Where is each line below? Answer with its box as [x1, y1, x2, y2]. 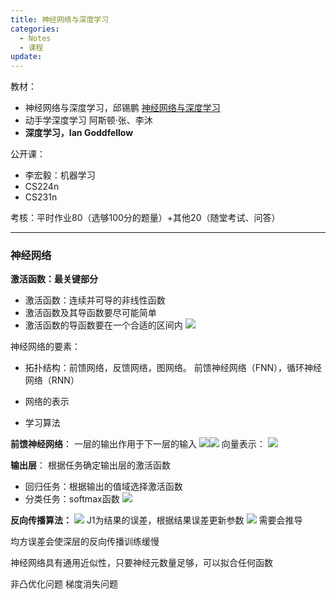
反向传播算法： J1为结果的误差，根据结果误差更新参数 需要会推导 [10, 514, 303, 526]
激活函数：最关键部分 [10, 273, 98, 285]
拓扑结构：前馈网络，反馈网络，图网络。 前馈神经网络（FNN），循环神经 [24, 362, 323, 374]
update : [10, 52, 43, 62]
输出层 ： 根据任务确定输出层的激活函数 [10, 459, 171, 471]
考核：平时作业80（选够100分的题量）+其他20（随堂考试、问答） [10, 212, 281, 224]
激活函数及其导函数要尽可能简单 [24, 307, 157, 319]
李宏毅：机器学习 [24, 169, 96, 181]
